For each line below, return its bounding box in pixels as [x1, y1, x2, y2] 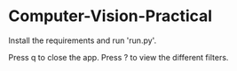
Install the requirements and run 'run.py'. [8, 35, 157, 46]
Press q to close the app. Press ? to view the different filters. [8, 52, 229, 62]
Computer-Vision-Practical [8, 6, 213, 26]
